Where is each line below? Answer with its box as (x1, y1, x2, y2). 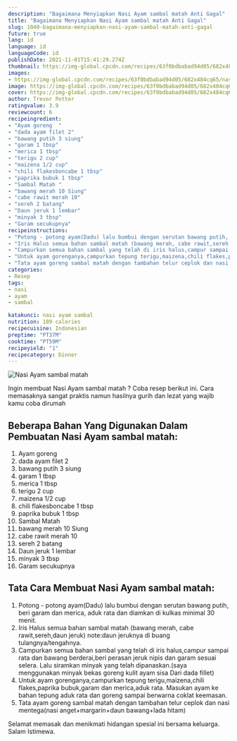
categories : (8, 266, 43, 273)
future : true (8, 30, 46, 37)
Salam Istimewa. (8, 727, 56, 735)
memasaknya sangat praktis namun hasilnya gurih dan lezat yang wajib (8, 392, 214, 400)
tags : (8, 279, 24, 287)
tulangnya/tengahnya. (18, 638, 82, 646)
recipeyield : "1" (8, 344, 59, 351)
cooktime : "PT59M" (8, 338, 62, 345)
